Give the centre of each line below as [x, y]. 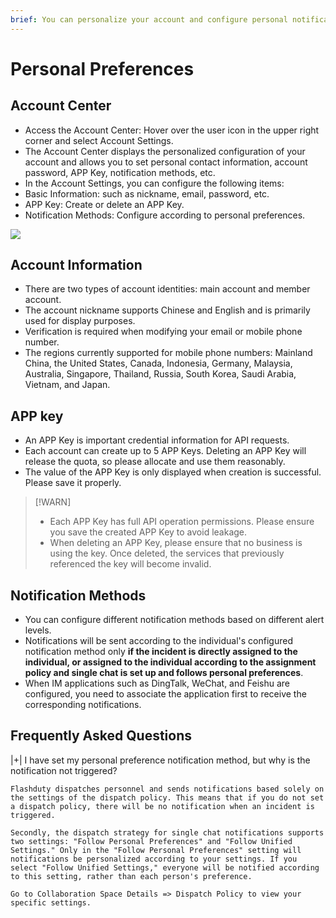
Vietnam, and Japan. [67, 385]
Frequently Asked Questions [101, 736]
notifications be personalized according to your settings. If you [154, 859]
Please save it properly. [73, 483]
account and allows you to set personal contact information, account [166, 162]
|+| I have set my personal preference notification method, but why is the [160, 760]
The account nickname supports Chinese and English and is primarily [167, 310]
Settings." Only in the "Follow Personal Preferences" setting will [156, 850]
